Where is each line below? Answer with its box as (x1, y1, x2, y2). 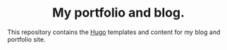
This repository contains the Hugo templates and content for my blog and (7, 28, 221, 36)
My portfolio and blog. (51, 5, 185, 21)
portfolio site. (7, 35, 46, 43)
